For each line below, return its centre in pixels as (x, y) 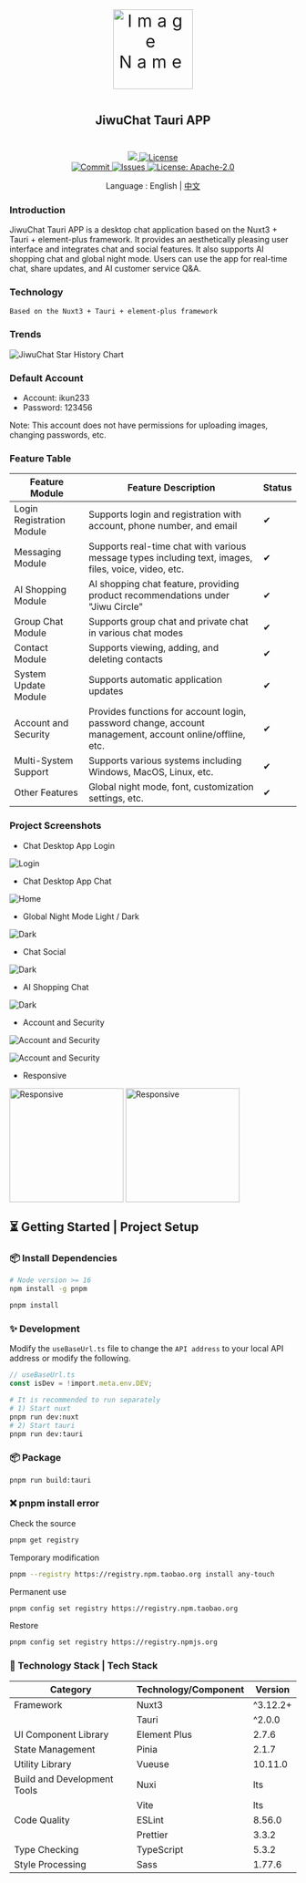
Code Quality (42, 1820)
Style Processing (50, 1864)
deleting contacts (126, 659)
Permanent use (38, 1591)
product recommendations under (159, 595)
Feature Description (171, 488)
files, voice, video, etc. (136, 569)
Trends (25, 335)
